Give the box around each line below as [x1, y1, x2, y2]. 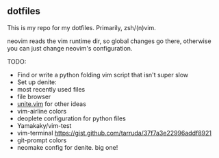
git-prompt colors [16, 136, 67, 144]
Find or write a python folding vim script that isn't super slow [16, 70, 189, 79]
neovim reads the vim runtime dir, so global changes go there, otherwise [7, 37, 211, 45]
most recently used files [16, 85, 86, 93]
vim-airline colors [16, 107, 67, 115]
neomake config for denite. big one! [16, 143, 118, 151]
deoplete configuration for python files [16, 114, 127, 122]
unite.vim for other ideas [16, 99, 87, 108]
